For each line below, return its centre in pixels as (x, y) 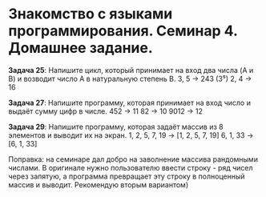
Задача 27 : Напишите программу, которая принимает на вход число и (129, 103)
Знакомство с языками (91, 14)
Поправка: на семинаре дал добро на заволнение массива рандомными (133, 159)
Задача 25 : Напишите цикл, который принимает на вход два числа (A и (131, 70)
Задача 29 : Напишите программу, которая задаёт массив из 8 (116, 127)
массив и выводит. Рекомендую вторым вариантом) (99, 184)
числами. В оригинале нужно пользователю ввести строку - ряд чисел (131, 167)
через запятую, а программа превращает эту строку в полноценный (127, 176)
